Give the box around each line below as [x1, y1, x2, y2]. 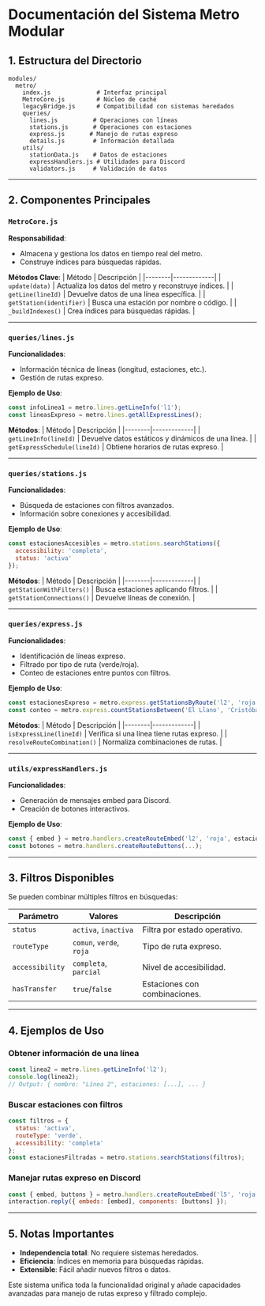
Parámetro [18, 911, 59, 922]
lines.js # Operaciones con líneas [28, 116, 178, 124]
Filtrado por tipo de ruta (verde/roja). [19, 659, 140, 669]
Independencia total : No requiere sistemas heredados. [19, 1248, 199, 1258]
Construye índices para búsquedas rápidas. [19, 257, 162, 267]
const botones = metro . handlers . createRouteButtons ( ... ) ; [8, 842, 203, 850]
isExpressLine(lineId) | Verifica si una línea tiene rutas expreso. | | [8, 729, 227, 738]
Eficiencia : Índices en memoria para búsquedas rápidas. [19, 1256, 204, 1266]
